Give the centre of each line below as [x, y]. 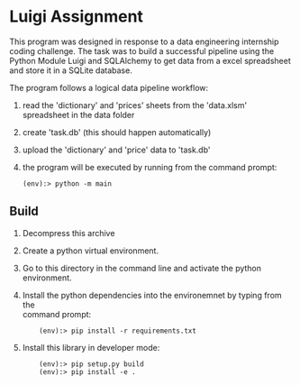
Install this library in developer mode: [91, 347]
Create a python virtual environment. [91, 251]
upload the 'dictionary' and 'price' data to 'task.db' [116, 150]
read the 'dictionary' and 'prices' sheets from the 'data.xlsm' [135, 105]
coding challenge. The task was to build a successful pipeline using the [142, 50]
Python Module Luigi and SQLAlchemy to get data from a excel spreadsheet [150, 60]
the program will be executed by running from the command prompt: [150, 167]
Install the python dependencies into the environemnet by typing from [152, 295]
